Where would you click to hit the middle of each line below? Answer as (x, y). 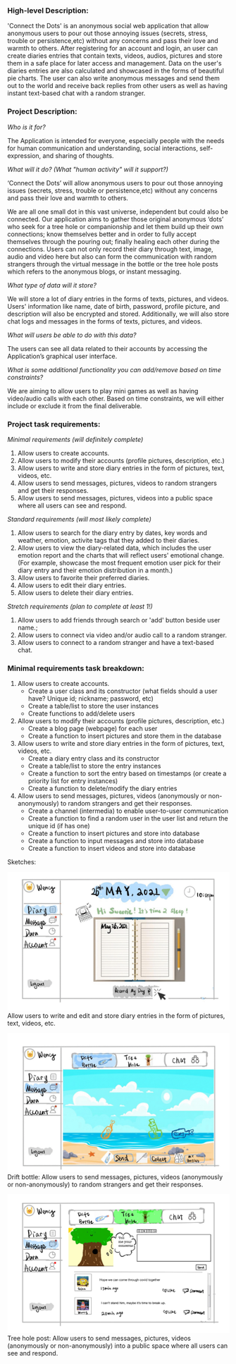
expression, (24, 155)
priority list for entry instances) (73, 781)
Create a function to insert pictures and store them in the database (125, 736)
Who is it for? (26, 127)
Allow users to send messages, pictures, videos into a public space (115, 498)
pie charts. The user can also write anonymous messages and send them (114, 78)
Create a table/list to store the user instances (93, 706)
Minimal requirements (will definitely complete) (75, 439)
